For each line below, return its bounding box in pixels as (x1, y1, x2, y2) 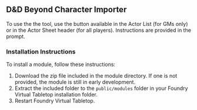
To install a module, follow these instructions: (6, 61, 116, 68)
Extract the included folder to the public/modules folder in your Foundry (14, 85, 188, 92)
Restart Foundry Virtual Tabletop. (14, 97, 95, 105)
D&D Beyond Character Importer (6, 5, 127, 15)
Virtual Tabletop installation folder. (14, 91, 98, 98)
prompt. (6, 32, 25, 40)
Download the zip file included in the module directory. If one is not (14, 72, 178, 79)
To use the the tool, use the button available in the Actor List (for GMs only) (6, 20, 188, 27)
